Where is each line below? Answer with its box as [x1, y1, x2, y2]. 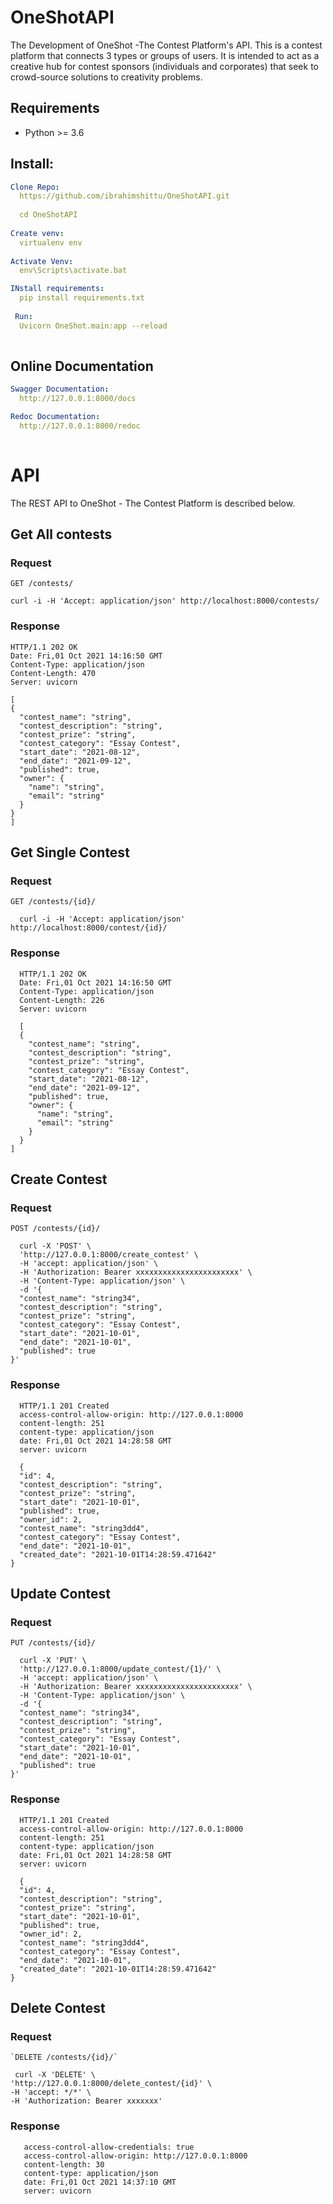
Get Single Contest [10, 844, 130, 861]
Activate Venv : [10, 256, 74, 266]
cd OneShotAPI [19, 210, 78, 220]
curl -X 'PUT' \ [19, 1656, 87, 1666]
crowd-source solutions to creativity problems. [10, 71, 203, 83]
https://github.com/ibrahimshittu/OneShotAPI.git [19, 191, 230, 201]
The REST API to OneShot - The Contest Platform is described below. [10, 497, 296, 509]
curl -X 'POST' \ [19, 1241, 92, 1251]
